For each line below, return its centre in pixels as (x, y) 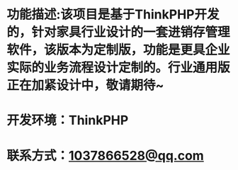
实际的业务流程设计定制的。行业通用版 (119, 68)
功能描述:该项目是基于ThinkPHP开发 (113, 15)
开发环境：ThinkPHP (68, 120)
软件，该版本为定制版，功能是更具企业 (119, 50)
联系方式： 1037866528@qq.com (106, 155)
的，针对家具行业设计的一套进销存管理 (119, 32)
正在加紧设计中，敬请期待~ (85, 85)
